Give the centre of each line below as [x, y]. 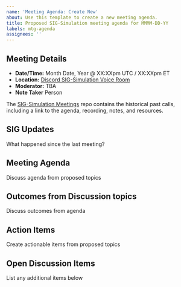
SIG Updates [30, 129]
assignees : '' [24, 34]
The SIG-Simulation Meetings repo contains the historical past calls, [91, 104]
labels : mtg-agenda [31, 29]
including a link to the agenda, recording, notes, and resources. [85, 110]
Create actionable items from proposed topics [63, 244]
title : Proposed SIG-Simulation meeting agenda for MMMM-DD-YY [87, 23]
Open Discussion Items [51, 263]
